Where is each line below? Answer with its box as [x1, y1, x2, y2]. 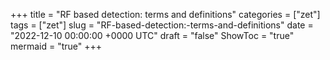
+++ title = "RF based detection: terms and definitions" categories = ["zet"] [10, 9, 321, 20]
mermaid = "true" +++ [10, 40, 102, 52]
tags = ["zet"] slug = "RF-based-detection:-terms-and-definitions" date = [10, 19, 314, 31]
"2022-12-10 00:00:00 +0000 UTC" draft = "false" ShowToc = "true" [10, 30, 295, 41]
